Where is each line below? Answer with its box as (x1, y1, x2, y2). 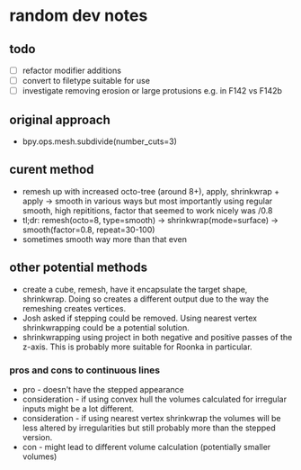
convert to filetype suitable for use (22, 76, 151, 86)
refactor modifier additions (22, 65, 121, 76)
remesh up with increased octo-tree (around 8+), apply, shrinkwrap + (22, 185, 280, 196)
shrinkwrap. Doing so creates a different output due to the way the (22, 294, 270, 304)
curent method (9, 162, 94, 177)
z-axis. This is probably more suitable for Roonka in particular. (22, 341, 253, 352)
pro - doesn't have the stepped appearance (22, 384, 184, 394)
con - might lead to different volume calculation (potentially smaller (22, 441, 271, 452)
